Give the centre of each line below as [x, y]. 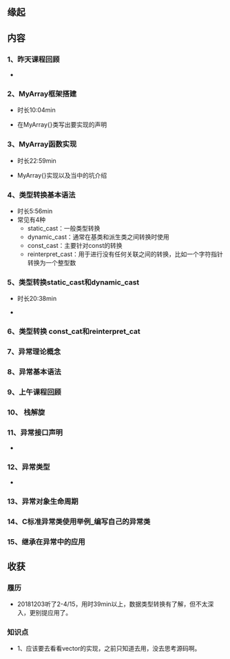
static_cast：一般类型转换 [64, 228]
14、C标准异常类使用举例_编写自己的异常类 [79, 522]
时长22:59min [36, 160]
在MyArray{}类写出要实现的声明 [62, 125]
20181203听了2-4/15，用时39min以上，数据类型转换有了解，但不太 [112, 604]
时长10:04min [36, 110]
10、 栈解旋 [26, 412]
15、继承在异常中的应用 [46, 542]
